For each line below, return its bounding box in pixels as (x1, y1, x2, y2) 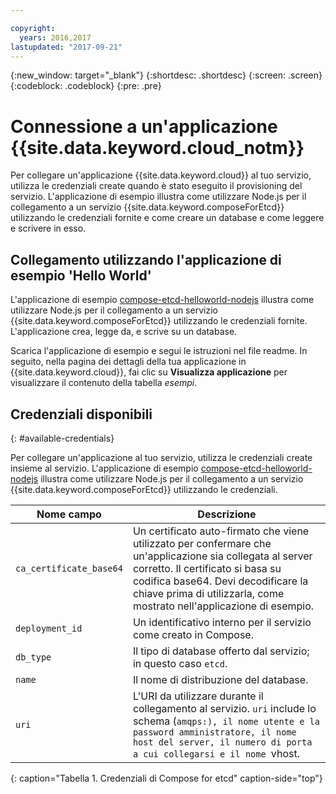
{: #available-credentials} (10, 432, 115, 444)
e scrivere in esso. (10, 222, 87, 235)
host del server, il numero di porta (132, 736, 313, 748)
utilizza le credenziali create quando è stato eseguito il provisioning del (10, 180, 303, 192)
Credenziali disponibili (10, 406, 153, 423)
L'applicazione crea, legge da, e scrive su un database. (10, 326, 238, 338)
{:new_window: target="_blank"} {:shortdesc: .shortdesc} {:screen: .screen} (10, 69, 323, 81)
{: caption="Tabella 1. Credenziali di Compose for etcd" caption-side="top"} (10, 772, 323, 784)
